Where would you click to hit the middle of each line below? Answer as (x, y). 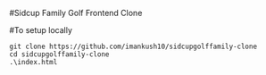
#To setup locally (41, 30)
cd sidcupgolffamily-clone (59, 54)
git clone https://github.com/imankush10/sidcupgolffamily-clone (133, 46)
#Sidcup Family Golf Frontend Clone (76, 13)
